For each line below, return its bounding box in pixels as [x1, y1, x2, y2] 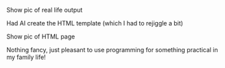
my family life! [6, 53, 46, 61]
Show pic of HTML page [6, 32, 75, 41]
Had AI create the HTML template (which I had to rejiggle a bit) [6, 19, 183, 27]
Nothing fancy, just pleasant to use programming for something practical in [6, 46, 219, 54]
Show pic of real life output [6, 6, 83, 14]
